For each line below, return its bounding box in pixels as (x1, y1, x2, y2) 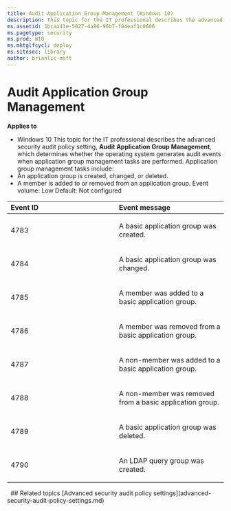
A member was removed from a (119, 321, 221, 331)
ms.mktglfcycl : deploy (7, 42, 72, 49)
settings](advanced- (153, 489, 212, 497)
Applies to (7, 122, 37, 130)
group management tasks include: (16, 164, 114, 173)
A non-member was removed (119, 389, 215, 398)
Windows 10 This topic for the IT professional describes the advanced (16, 135, 216, 143)
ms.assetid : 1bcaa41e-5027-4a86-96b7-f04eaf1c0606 (7, 23, 155, 30)
